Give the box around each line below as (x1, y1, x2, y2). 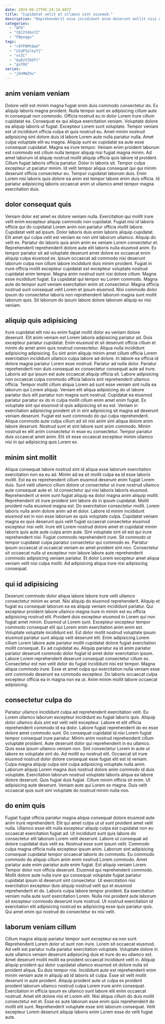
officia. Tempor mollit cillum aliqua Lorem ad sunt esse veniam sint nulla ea (5, 381, 157, 387)
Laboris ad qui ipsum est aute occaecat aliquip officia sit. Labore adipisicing (5, 371, 159, 377)
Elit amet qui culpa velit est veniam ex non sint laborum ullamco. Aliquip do (5, 234, 156, 240)
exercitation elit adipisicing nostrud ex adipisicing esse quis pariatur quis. (5, 903, 153, 909)
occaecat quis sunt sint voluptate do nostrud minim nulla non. (5, 787, 130, 793)
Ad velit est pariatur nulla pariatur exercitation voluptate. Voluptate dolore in (5, 946, 158, 952)
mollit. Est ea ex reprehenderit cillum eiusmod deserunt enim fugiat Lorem (5, 477, 155, 483)
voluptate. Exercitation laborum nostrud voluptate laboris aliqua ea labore (5, 771, 153, 777)
